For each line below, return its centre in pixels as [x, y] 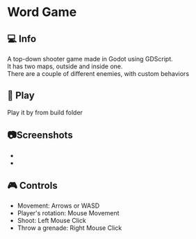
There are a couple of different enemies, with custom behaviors [98, 74]
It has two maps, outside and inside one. [65, 66]
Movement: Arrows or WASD [58, 206]
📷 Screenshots [40, 136]
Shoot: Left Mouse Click [52, 221]
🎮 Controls [32, 186]
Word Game [42, 12]
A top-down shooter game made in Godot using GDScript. [90, 59]
